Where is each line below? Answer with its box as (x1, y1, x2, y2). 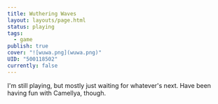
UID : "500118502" (7, 56, 58, 63)
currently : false (7, 62, 58, 69)
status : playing (7, 23, 55, 30)
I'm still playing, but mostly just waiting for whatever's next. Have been (7, 81, 212, 89)
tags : (7, 29, 23, 37)
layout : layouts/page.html (7, 17, 86, 24)
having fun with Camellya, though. (7, 89, 107, 97)
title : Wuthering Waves (7, 10, 77, 17)
